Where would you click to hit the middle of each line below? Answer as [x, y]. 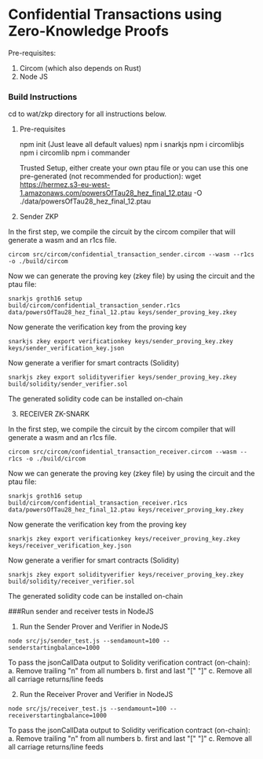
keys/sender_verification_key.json [66, 348]
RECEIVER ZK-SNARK [55, 414]
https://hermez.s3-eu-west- [65, 185]
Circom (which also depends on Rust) [80, 68]
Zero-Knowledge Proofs [88, 31]
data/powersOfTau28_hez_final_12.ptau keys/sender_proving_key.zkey [122, 313]
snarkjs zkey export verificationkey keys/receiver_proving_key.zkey [124, 539]
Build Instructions [43, 97]
